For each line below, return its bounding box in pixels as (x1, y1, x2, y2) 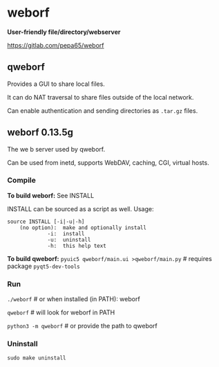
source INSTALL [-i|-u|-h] (7, 218, 85, 225)
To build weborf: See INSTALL (7, 191, 95, 199)
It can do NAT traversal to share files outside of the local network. (7, 93, 194, 101)
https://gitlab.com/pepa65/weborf (7, 41, 104, 49)
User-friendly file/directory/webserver (7, 28, 121, 36)
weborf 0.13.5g (7, 127, 74, 138)
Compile (7, 175, 36, 185)
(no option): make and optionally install (19, 224, 147, 231)
